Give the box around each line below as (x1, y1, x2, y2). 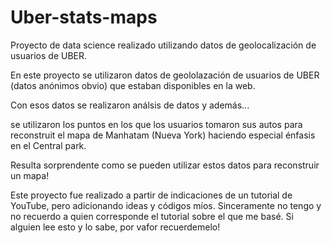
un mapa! (10, 169, 50, 181)
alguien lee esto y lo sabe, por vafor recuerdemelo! (10, 221, 221, 233)
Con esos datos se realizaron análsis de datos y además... (10, 99, 250, 111)
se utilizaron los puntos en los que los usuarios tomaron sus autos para (10, 118, 303, 130)
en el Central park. (10, 139, 87, 151)
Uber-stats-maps (10, 6, 158, 29)
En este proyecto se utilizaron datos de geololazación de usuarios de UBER (10, 69, 320, 81)
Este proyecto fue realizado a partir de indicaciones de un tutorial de (10, 189, 293, 201)
